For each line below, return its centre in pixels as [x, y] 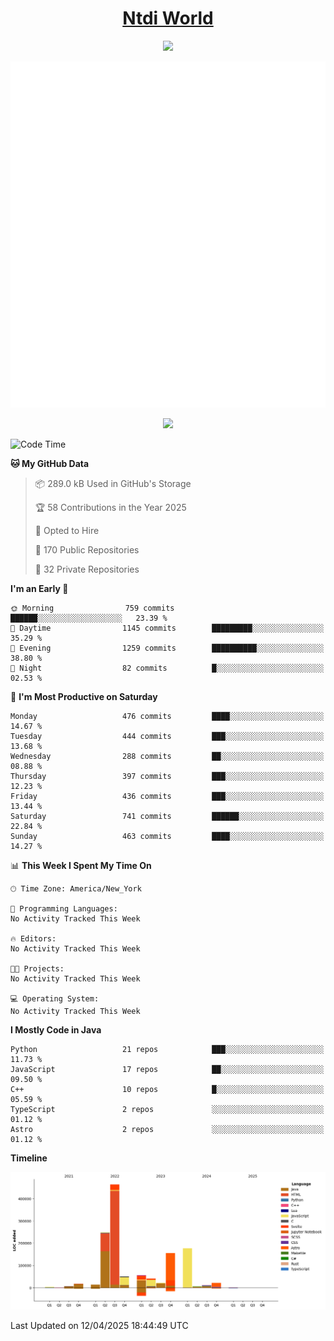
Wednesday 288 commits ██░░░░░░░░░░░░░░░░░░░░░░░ [167, 756]
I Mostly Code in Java [56, 1029]
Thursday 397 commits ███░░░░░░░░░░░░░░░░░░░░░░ [167, 776]
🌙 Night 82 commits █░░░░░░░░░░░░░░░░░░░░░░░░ [167, 668]
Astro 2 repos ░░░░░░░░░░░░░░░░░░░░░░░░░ [167, 1129]
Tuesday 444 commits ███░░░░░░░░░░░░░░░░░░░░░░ [167, 736]
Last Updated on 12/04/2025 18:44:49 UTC [99, 1325]
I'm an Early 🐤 [39, 588]
